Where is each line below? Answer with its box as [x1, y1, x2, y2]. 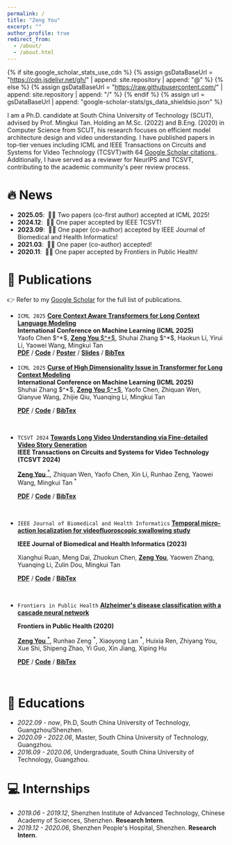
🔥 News [7, 187, 53, 203]
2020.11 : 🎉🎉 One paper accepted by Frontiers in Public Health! [17, 248, 198, 256]
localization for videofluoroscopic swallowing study [37, 526, 191, 535]
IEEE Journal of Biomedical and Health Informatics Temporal [17, 519, 200, 527]
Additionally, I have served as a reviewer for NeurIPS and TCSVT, [7, 155, 194, 163]
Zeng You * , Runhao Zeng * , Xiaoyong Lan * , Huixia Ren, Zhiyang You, [17, 636, 217, 645]
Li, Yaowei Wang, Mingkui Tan [17, 341, 103, 349]
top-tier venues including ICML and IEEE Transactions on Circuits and [7, 140, 206, 149]
